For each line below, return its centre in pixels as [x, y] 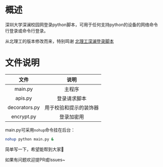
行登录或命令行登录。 [27, 30]
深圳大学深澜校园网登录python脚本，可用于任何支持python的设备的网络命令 [81, 25]
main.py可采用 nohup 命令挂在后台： [40, 130]
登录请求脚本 [72, 98]
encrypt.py [24, 116]
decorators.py [24, 107]
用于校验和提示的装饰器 [72, 108]
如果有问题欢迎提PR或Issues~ [35, 160]
